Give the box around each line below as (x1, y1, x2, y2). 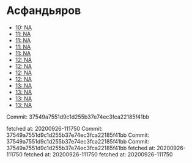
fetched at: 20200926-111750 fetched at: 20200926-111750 (23, 150, 173, 158)
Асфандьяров (6, 4, 81, 18)
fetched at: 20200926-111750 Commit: (6, 125, 103, 132)
